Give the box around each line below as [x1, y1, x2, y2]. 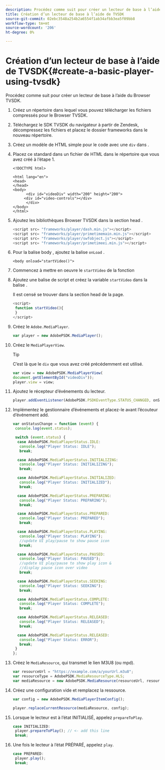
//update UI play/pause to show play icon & [19, 561, 112, 566]
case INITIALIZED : [12, 724, 50, 729]
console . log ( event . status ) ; [15, 426, 72, 431]
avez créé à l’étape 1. [12, 156, 55, 162]
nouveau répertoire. [12, 132, 53, 138]
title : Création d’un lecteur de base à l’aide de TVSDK [5, 12, 124, 17]
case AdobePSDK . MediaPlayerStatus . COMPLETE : [17, 596, 110, 602]
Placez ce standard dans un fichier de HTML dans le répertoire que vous [12, 151, 160, 157]
